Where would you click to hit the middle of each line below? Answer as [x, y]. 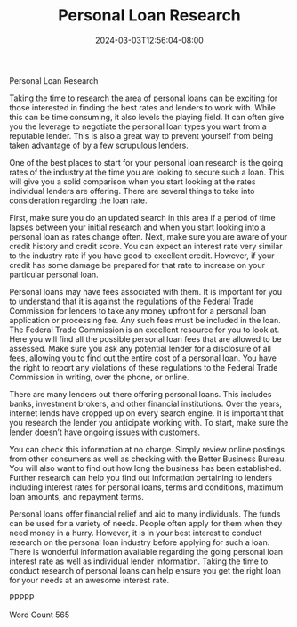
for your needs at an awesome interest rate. [89, 580]
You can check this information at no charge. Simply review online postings [147, 449]
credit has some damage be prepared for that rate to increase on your [137, 265]
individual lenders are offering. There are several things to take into [132, 191]
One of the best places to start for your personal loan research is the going [146, 162]
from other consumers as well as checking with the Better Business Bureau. [148, 459]
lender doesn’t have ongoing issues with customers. [105, 432]
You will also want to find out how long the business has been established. [145, 468]
